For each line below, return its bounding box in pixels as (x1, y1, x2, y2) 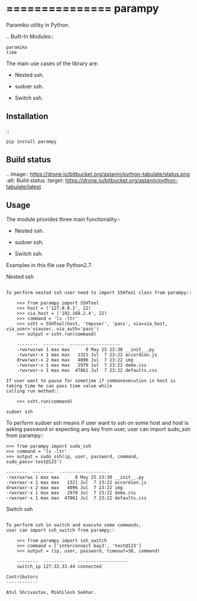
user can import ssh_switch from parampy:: (6, 528, 115, 533)
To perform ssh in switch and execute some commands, (6, 522, 142, 528)
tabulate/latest (6, 183, 41, 190)
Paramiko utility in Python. (6, 21, 70, 28)
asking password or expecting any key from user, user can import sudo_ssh (6, 426, 190, 433)
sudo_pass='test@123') (6, 459, 62, 465)
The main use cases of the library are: (6, 60, 99, 67)
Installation (6, 111, 49, 121)
